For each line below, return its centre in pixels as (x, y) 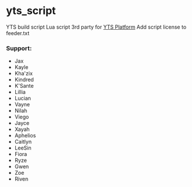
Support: (19, 48)
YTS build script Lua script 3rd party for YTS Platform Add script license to (96, 27)
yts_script (31, 11)
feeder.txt (18, 33)
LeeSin (23, 148)
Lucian (23, 98)
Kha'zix (24, 74)
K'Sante (24, 86)
